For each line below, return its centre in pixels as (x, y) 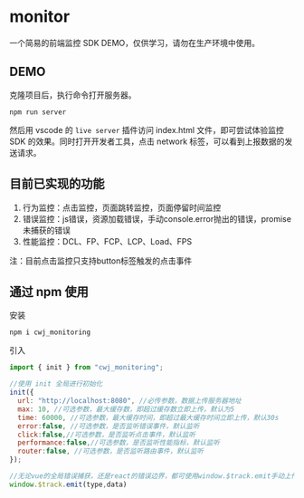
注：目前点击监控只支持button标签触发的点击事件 (101, 261)
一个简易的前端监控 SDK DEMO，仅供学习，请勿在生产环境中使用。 (135, 43)
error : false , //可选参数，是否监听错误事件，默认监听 (109, 426)
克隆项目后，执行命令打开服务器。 (73, 95)
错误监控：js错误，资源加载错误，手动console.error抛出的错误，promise (157, 218)
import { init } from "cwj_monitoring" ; (87, 368)
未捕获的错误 (46, 230)
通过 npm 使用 (49, 292)
